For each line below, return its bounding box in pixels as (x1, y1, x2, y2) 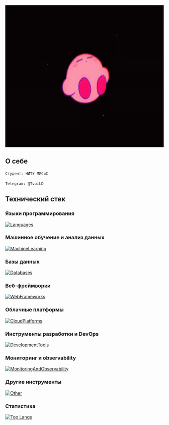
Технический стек (5, 195, 65, 203)
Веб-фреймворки (5, 282, 51, 289)
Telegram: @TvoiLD (5, 181, 44, 186)
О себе (5, 157, 28, 166)
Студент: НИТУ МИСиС (5, 171, 49, 176)
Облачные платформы (5, 306, 64, 313)
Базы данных (5, 258, 40, 265)
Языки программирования (5, 210, 74, 217)
